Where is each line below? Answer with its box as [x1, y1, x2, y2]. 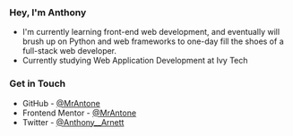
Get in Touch [9, 78, 66, 90]
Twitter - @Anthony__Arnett [22, 116, 125, 127]
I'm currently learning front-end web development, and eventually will [22, 27, 280, 38]
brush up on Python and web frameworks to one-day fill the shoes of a [22, 36, 284, 47]
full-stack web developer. [22, 46, 117, 56]
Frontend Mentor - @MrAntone [22, 107, 137, 118]
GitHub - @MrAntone [22, 98, 100, 108]
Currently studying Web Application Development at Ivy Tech [22, 55, 248, 66]
